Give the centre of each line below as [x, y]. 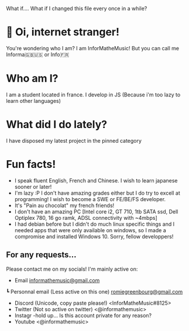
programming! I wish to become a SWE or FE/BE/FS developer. [90, 199]
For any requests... [42, 255]
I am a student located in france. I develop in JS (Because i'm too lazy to [93, 94]
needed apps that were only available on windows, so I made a [90, 230]
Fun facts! [31, 164]
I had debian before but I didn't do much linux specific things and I [94, 224]
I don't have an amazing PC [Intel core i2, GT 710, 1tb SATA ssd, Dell [96, 211]
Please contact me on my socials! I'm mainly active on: [72, 269]
